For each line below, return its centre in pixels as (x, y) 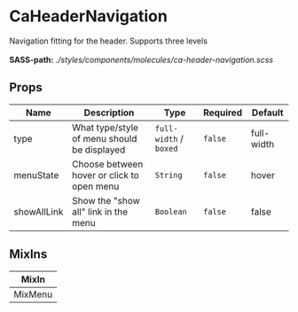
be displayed (99, 150)
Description (109, 113)
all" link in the (100, 212)
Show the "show (106, 200)
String (169, 175)
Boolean (171, 211)
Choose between (108, 164)
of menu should (105, 138)
